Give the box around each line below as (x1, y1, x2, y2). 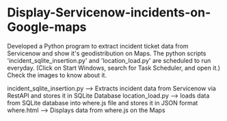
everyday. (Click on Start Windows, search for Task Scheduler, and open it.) (7, 64, 221, 72)
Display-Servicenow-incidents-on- (7, 5, 211, 21)
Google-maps (7, 19, 87, 35)
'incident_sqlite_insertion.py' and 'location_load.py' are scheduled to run (7, 56, 211, 64)
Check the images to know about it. (7, 70, 107, 79)
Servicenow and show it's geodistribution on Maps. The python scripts (7, 49, 206, 57)
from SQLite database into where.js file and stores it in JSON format (7, 98, 198, 107)
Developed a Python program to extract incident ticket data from (7, 42, 189, 50)
